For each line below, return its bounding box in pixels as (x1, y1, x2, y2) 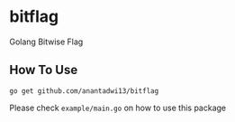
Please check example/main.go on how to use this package (9, 102, 227, 113)
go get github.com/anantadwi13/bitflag (9, 86, 159, 96)
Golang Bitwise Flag (9, 36, 84, 47)
